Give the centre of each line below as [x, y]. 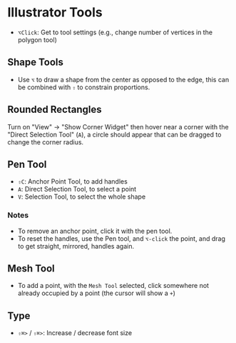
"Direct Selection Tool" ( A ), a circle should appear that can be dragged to [114, 134]
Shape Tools [36, 63]
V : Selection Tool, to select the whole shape [82, 197]
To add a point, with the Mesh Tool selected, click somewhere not [113, 286]
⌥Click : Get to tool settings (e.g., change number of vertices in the [115, 32]
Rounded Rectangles [55, 110]
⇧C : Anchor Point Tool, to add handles [73, 182]
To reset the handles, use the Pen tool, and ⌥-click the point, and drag [122, 238]
